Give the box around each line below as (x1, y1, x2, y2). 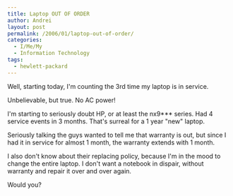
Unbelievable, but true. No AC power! (7, 96, 116, 104)
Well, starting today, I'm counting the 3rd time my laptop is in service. (7, 82, 209, 90)
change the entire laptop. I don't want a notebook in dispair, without (7, 159, 204, 168)
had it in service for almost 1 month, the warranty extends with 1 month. (7, 138, 215, 147)
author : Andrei (7, 17, 52, 24)
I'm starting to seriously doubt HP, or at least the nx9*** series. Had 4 (7, 109, 213, 118)
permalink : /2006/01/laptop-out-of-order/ (7, 30, 134, 37)
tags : (7, 56, 23, 63)
